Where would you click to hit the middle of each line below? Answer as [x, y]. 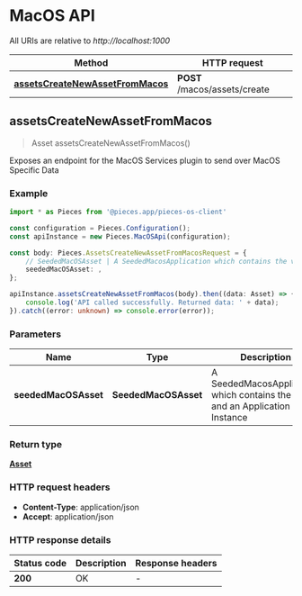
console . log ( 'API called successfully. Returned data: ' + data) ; [152, 303]
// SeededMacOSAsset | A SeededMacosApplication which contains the [156, 261]
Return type [36, 445]
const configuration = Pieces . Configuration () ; [100, 228]
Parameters [35, 334]
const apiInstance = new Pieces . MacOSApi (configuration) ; [120, 236]
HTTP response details [60, 539]
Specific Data [35, 170]
